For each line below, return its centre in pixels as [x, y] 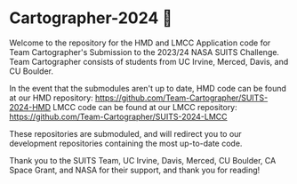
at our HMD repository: [51, 98]
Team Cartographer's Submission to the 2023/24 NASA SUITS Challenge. [144, 52]
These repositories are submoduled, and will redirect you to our [125, 133]
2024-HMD [30, 107]
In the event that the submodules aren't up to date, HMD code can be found [148, 88]
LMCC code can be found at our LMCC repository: [145, 107]
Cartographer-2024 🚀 [91, 18]
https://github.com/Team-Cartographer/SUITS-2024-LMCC [119, 116]
